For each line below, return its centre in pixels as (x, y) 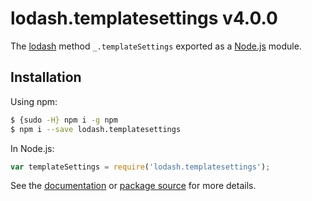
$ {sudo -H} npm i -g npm (64, 120)
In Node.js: (32, 148)
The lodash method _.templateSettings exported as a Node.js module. (156, 46)
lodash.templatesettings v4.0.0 (144, 18)
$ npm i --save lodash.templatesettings (96, 129)
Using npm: (34, 101)
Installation (46, 77)
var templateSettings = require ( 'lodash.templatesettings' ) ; (140, 167)
